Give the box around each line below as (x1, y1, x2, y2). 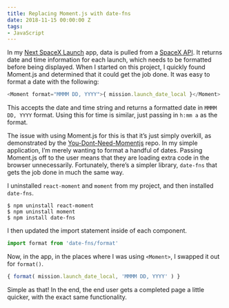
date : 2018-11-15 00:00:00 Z (7, 17, 91, 23)
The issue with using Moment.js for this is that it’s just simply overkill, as (7, 132, 212, 140)
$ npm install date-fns (7, 215, 76, 222)
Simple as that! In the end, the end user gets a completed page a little (7, 285, 205, 293)
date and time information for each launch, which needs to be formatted (7, 56, 212, 64)
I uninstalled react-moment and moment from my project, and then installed (7, 182, 214, 190)
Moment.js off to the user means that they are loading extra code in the (7, 153, 210, 162)
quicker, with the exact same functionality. (7, 293, 128, 301)
